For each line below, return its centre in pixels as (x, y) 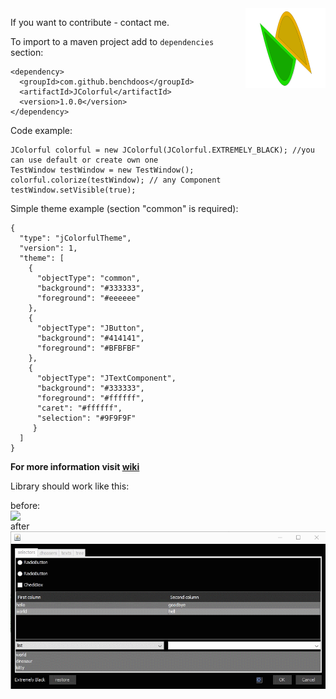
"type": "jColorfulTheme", (75, 238)
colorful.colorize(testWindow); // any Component (116, 180)
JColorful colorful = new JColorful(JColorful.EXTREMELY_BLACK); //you (162, 150)
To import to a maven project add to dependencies (112, 41)
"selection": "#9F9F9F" (86, 418)
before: (25, 505)
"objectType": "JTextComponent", (106, 378)
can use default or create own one (84, 160)
